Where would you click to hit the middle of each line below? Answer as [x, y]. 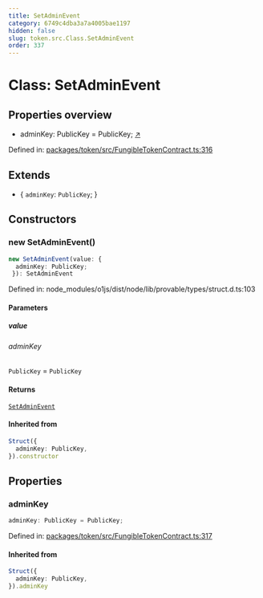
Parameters [28, 307]
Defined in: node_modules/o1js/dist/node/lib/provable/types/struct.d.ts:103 [132, 289]
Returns [22, 389]
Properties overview [60, 114]
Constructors [42, 220]
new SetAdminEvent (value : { [55, 259]
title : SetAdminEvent [45, 16]
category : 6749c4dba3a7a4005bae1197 [69, 23]
